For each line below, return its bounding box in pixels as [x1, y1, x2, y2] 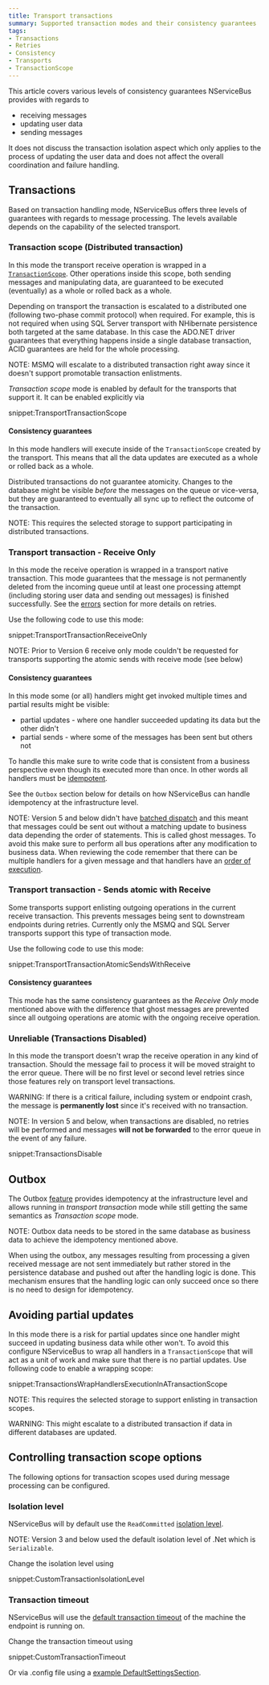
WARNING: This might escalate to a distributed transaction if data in [8, 1419, 233, 1428]
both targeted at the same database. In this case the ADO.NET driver [8, 327, 235, 336]
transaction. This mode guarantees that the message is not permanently [8, 573, 247, 583]
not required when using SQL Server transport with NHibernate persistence [8, 319, 258, 328]
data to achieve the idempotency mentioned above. [8, 1235, 178, 1245]
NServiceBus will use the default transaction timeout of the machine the [8, 1613, 247, 1622]
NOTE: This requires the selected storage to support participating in [8, 518, 233, 528]
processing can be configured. [8, 1481, 110, 1490]
